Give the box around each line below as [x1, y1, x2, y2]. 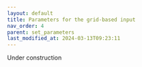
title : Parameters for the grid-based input [7, 16, 136, 23]
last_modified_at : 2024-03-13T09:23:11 [7, 35, 121, 42]
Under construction [7, 53, 62, 62]
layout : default [7, 9, 53, 17]
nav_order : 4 [7, 22, 44, 29]
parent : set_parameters [7, 28, 75, 36]
